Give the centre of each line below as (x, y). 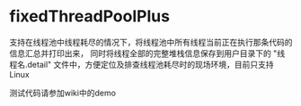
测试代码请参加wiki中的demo (63, 93)
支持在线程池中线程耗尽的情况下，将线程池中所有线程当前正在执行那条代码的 (151, 42)
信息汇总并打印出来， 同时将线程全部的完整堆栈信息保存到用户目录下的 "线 (147, 53)
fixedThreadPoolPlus (90, 16)
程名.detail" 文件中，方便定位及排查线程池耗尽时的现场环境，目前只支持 (142, 64)
